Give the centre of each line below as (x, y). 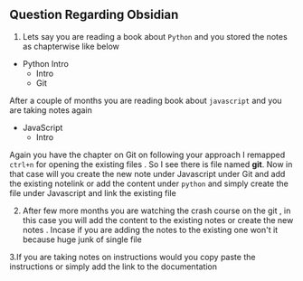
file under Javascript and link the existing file (93, 192)
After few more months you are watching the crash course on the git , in (156, 211)
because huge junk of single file (82, 239)
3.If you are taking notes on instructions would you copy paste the (133, 257)
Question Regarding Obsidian (94, 15)
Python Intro (46, 63)
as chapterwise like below (71, 46)
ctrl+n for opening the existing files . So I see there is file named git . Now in (151, 164)
